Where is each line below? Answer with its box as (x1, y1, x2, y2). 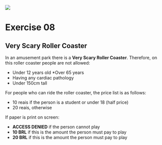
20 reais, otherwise (12, 105, 52, 110)
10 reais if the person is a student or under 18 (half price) (12, 99, 129, 105)
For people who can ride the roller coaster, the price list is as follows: (5, 90, 147, 95)
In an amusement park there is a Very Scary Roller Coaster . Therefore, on (5, 55, 158, 61)
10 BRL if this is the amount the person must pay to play (12, 129, 127, 135)
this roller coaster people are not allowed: (5, 60, 90, 66)
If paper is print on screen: (5, 114, 60, 120)
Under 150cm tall (12, 80, 47, 86)
